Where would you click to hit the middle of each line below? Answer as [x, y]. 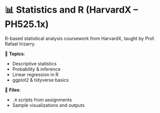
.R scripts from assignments [42, 100]
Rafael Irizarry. [20, 43]
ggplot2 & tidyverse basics [41, 80]
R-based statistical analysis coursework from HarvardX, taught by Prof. [80, 38]
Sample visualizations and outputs [48, 105]
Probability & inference [36, 69]
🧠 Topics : [15, 54]
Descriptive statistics [34, 63]
